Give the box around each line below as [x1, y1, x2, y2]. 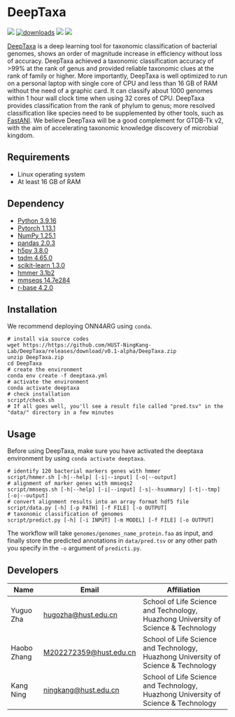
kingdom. [7, 131, 35, 139]
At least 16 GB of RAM [17, 177, 81, 186]
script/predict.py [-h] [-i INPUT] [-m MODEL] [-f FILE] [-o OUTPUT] [7, 517, 215, 524]
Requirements [7, 151, 70, 163]
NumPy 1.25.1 [17, 231, 56, 239]
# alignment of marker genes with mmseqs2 [7, 480, 133, 487]
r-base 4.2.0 [17, 283, 54, 291]
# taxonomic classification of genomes [7, 510, 124, 518]
